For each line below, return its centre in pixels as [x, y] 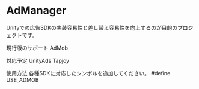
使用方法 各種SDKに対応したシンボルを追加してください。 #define [88, 73]
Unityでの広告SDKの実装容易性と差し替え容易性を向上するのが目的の [92, 27]
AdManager [36, 10]
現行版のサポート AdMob [37, 48]
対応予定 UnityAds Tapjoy [38, 60]
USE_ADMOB [23, 80]
